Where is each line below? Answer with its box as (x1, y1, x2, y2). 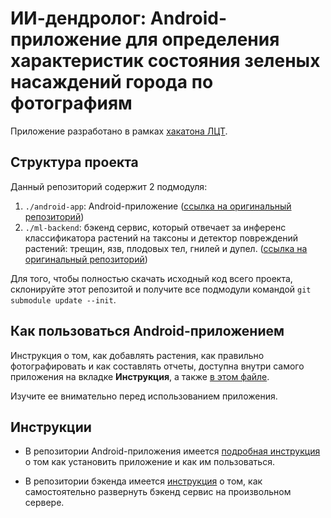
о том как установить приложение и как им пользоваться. (24, 456, 275, 468)
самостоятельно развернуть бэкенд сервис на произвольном (24, 486, 292, 498)
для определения (125, 28, 280, 51)
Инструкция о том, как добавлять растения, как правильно (10, 349, 265, 361)
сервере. (24, 497, 65, 509)
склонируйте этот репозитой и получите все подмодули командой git (10, 283, 312, 295)
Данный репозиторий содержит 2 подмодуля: (10, 180, 208, 192)
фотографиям (10, 92, 133, 115)
